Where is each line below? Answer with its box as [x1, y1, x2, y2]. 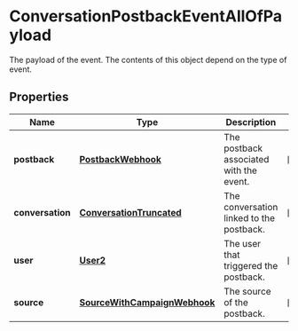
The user [223, 237, 262, 249]
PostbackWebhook [79, 153, 161, 165]
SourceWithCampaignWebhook [79, 296, 216, 308]
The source [223, 285, 272, 297]
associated [223, 153, 270, 165]
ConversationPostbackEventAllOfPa [9, 6, 283, 27]
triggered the [223, 259, 278, 272]
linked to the [223, 211, 275, 224]
